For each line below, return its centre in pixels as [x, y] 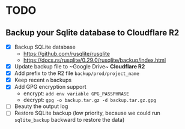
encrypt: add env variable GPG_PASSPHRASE [76, 94]
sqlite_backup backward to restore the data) [69, 120]
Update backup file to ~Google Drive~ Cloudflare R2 [80, 67]
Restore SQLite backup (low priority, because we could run [87, 113]
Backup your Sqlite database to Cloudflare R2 [92, 33]
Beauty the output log [41, 106]
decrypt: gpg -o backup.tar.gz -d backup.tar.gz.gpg [90, 100]
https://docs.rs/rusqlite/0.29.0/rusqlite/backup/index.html [95, 60]
